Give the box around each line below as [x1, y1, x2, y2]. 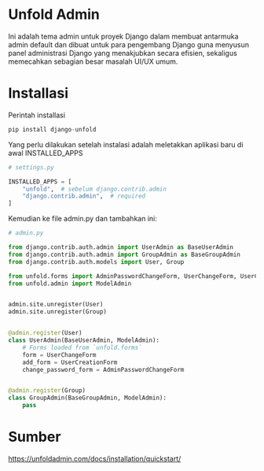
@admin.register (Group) [8, 387, 86, 395]
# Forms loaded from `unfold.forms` [22, 343, 143, 351]
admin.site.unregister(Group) [8, 308, 108, 316]
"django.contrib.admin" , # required [22, 192, 146, 200]
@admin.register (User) [8, 329, 82, 337]
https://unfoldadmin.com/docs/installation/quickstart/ [8, 454, 181, 463]
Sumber [8, 428, 61, 446]
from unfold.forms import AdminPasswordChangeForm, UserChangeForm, [8, 272, 237, 280]
